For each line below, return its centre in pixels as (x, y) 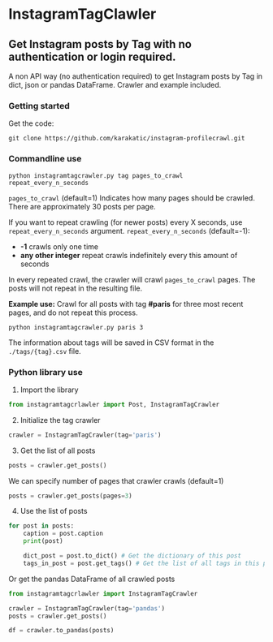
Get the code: (31, 123)
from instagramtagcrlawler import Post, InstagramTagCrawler (114, 404)
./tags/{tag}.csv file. (45, 351)
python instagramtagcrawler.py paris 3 (76, 327)
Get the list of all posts (58, 450)
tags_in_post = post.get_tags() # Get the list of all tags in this (141, 563)
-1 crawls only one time (59, 246)
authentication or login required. (92, 56)
